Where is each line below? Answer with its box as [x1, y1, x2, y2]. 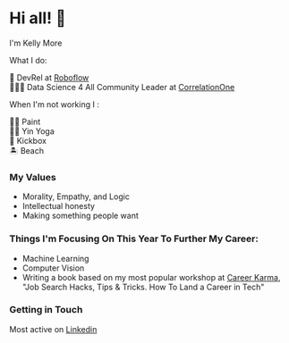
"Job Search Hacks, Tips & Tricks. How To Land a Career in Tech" [21, 281, 265, 292]
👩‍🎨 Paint [9, 116, 41, 127]
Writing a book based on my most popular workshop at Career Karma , [21, 272, 281, 282]
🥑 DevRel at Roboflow [9, 71, 89, 83]
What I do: [9, 54, 47, 65]
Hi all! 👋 [9, 8, 67, 29]
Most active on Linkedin [9, 323, 98, 334]
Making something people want [21, 210, 139, 222]
